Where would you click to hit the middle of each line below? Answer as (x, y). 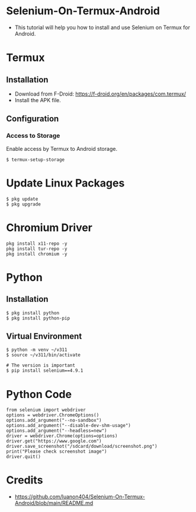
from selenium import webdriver (46, 410)
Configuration (33, 119)
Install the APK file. (38, 100)
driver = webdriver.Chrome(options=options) (62, 436)
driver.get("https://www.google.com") (54, 441)
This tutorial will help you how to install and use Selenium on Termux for (102, 27)
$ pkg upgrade (24, 204)
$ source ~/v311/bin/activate (44, 355)
